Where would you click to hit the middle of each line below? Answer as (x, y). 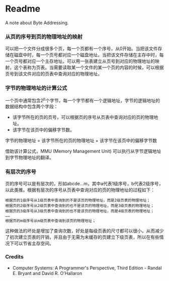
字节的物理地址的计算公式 (36, 88)
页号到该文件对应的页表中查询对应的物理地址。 (54, 74)
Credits (14, 257)
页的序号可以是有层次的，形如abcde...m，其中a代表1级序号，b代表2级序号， (84, 184)
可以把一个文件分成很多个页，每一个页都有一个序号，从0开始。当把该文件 (81, 49)
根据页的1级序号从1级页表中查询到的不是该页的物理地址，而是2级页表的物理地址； (78, 200)
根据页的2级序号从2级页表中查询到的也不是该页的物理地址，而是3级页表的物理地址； (80, 206)
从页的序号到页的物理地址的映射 (44, 37)
